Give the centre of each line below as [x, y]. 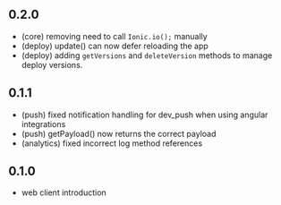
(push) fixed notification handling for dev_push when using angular [145, 115]
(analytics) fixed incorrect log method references [112, 143]
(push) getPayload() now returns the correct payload [119, 133]
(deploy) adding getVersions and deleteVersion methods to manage [147, 55]
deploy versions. [52, 64]
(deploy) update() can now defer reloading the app [115, 46]
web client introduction [64, 192]
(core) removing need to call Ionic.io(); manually [114, 36]
